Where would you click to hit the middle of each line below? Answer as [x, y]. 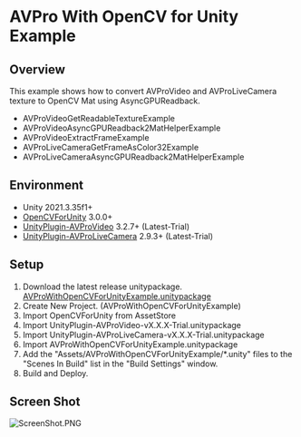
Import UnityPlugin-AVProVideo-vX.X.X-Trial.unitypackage [132, 325]
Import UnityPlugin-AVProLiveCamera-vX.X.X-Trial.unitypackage [143, 335]
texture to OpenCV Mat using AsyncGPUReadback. [105, 101]
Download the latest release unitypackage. [102, 286]
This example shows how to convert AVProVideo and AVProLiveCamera [143, 91]
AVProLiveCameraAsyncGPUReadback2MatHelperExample [133, 157]
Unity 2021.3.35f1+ [58, 207]
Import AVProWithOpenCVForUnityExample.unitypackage [130, 344]
